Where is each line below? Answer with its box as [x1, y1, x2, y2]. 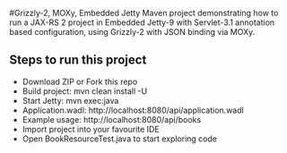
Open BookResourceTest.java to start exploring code [22, 133, 218, 144]
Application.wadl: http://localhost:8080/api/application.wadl [22, 105, 244, 115]
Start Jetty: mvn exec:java [22, 95, 119, 106]
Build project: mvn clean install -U [22, 85, 148, 97]
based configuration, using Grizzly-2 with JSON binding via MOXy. [9, 27, 256, 37]
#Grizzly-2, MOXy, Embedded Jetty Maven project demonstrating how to [9, 8, 279, 18]
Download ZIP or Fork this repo [22, 76, 138, 87]
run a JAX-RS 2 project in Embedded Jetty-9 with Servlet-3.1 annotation [9, 17, 275, 28]
